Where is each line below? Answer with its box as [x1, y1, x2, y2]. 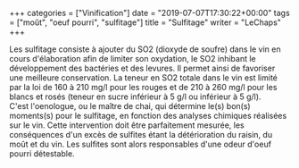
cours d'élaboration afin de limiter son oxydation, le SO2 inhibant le [9, 54, 256, 63]
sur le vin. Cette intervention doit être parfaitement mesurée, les [9, 120, 245, 130]
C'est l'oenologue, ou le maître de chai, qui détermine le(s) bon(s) [9, 101, 252, 111]
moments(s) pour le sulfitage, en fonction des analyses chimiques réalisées [9, 111, 287, 121]
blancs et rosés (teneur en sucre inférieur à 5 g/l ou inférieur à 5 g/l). [9, 91, 262, 102]
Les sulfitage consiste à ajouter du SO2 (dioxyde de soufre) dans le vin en [9, 44, 281, 55]
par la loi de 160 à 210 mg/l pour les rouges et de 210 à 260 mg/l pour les [9, 82, 278, 92]
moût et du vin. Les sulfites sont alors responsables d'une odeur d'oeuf [9, 139, 272, 149]
